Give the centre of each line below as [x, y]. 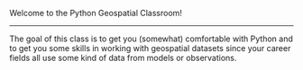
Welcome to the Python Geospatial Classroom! [96, 13]
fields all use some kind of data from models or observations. [123, 58]
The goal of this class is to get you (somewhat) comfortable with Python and [151, 39]
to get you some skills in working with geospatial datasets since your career [150, 48]
